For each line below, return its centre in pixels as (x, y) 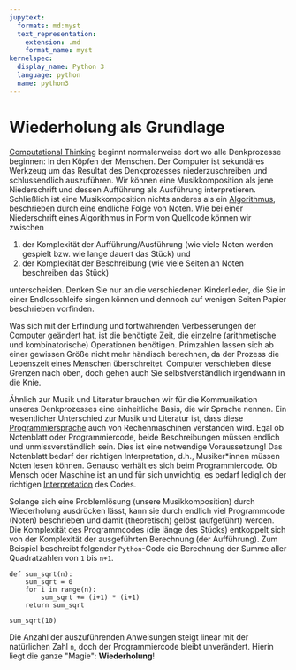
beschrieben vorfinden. (52, 308)
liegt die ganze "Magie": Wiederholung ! (82, 656)
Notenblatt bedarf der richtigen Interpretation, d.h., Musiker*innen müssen (144, 456)
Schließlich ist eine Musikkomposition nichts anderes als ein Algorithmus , (142, 199)
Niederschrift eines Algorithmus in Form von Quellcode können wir (130, 217)
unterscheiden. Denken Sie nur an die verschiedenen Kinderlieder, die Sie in (148, 290)
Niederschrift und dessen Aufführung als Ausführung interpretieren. (133, 189)
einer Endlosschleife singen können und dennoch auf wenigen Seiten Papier (148, 299)
